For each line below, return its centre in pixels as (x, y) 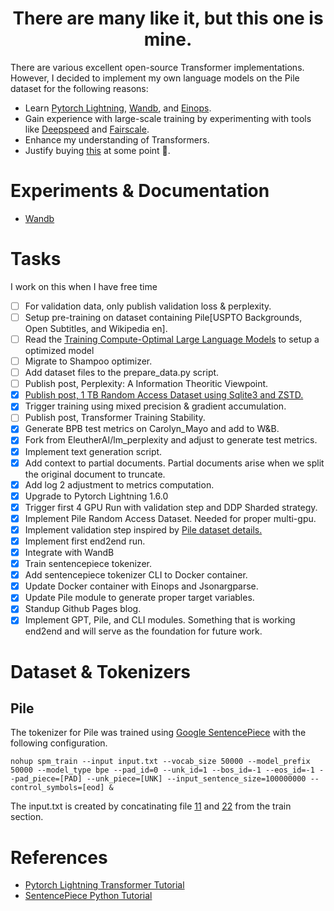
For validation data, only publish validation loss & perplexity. (148, 306)
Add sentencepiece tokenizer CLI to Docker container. (136, 575)
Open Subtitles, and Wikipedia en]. (96, 328)
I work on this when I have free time (84, 286)
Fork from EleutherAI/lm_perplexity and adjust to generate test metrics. (171, 440)
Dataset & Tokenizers (101, 671)
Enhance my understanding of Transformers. (117, 139)
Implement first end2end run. (85, 541)
